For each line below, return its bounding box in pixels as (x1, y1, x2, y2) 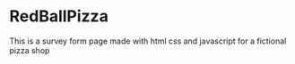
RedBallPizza (9, 6, 109, 27)
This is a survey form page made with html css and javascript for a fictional (9, 36, 287, 46)
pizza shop (9, 44, 50, 55)
